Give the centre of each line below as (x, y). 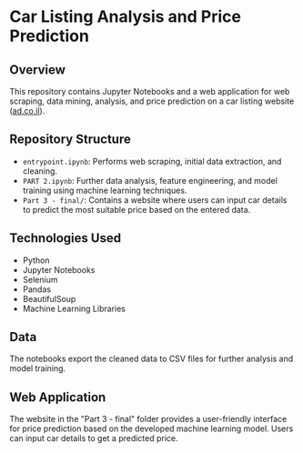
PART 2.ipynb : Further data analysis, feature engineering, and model (150, 180)
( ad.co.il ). (27, 111)
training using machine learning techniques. (105, 190)
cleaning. (40, 171)
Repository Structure (71, 140)
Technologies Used (65, 238)
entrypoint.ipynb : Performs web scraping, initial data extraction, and (152, 161)
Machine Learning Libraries (74, 308)
